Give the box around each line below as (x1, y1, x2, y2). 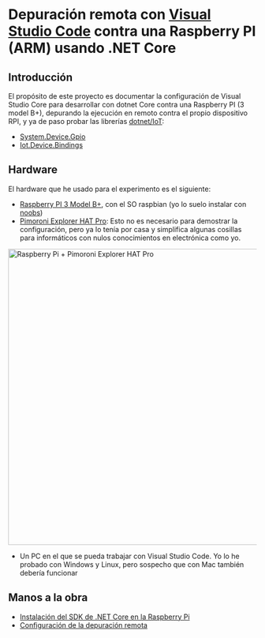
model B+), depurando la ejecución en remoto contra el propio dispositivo (8, 108, 248, 118)
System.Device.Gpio (19, 132, 86, 141)
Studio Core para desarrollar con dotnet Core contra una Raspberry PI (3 (8, 100, 244, 109)
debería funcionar (19, 568, 78, 577)
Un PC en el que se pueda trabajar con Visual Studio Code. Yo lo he (19, 551, 240, 561)
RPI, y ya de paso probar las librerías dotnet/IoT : (8, 117, 165, 126)
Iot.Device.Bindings (19, 141, 84, 149)
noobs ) (19, 208, 43, 217)
